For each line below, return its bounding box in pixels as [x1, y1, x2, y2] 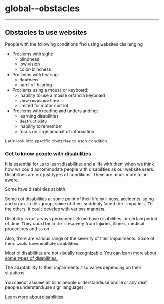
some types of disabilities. [5, 255, 58, 261]
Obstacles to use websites [5, 28, 87, 37]
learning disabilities [19, 113, 59, 119]
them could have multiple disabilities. [5, 241, 80, 246]
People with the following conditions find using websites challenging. [5, 41, 144, 47]
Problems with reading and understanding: [12, 108, 98, 114]
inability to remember [19, 123, 62, 129]
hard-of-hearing [19, 81, 52, 88]
